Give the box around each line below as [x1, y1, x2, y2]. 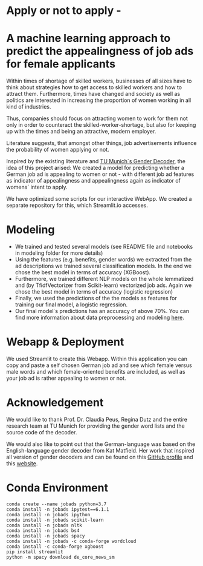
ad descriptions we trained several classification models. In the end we [14, 262, 192, 270]
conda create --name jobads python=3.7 [6, 501, 107, 507]
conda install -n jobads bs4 [6, 527, 80, 534]
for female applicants [6, 57, 116, 71]
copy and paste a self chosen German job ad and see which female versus [6, 362, 192, 369]
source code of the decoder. [6, 428, 77, 436]
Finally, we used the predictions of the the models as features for [14, 295, 177, 302]
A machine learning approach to [6, 32, 171, 45]
